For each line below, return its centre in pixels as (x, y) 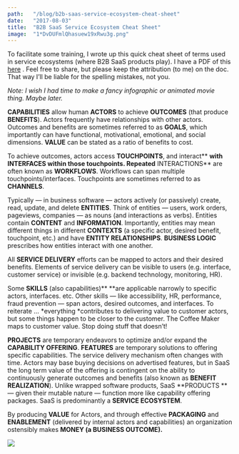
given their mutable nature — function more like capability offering (113, 393)
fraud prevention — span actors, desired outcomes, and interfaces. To (111, 304)
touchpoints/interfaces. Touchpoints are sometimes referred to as (104, 179)
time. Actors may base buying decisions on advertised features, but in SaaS (119, 363)
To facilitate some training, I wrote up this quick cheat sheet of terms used (117, 54)
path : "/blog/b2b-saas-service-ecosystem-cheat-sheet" (94, 14)
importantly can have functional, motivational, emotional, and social (107, 135)
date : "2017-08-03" (40, 21)
